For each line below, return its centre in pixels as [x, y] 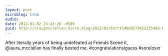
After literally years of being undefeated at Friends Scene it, [67, 42]
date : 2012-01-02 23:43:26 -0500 [40, 24]
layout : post [19, 10]
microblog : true [22, 14]
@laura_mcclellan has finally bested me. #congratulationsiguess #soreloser [83, 48]
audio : [12, 19]
